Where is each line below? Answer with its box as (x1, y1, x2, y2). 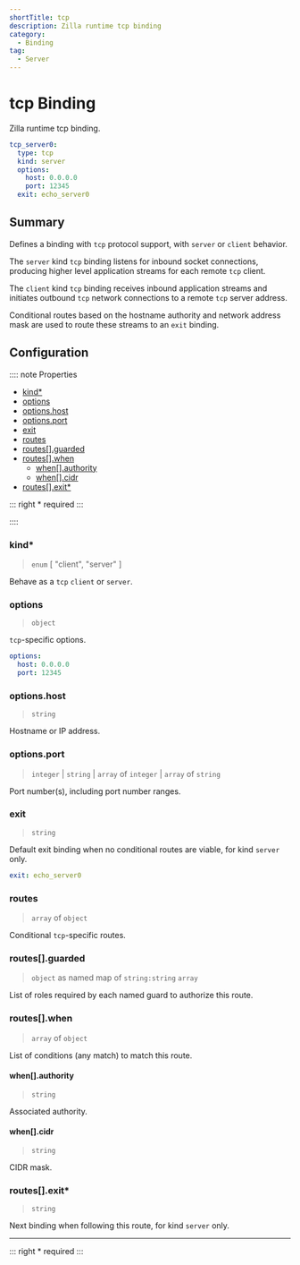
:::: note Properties (9, 369, 78, 380)
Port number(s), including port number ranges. (9, 785, 181, 797)
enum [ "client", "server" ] (30, 559, 122, 569)
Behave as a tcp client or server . (9, 576, 133, 586)
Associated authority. (9, 1106, 87, 1116)
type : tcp (17, 149, 54, 158)
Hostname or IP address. (9, 726, 101, 737)
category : (9, 30, 46, 38)
